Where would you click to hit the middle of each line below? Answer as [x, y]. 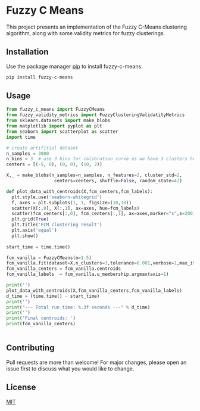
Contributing [30, 348]
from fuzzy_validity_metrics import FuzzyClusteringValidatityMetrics [96, 115]
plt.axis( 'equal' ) [35, 231]
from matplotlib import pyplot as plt [54, 126]
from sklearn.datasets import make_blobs [58, 121]
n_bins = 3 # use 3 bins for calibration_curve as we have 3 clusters [97, 159]
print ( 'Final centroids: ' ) [41, 318]
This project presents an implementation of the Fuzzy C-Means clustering [97, 27]
